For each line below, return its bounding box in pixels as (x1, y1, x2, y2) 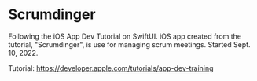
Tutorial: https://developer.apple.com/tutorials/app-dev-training (8, 63, 214, 72)
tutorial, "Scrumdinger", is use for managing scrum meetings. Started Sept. (8, 39, 251, 49)
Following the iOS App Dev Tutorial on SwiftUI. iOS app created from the (8, 31, 242, 41)
